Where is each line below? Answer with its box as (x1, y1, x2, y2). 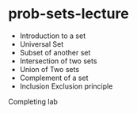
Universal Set (19, 39, 64, 48)
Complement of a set (19, 73, 89, 82)
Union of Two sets (19, 64, 80, 74)
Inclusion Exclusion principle (19, 81, 113, 91)
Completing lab (8, 97, 58, 106)
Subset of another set (19, 47, 91, 57)
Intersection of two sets (19, 56, 97, 66)
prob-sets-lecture (8, 5, 129, 23)
